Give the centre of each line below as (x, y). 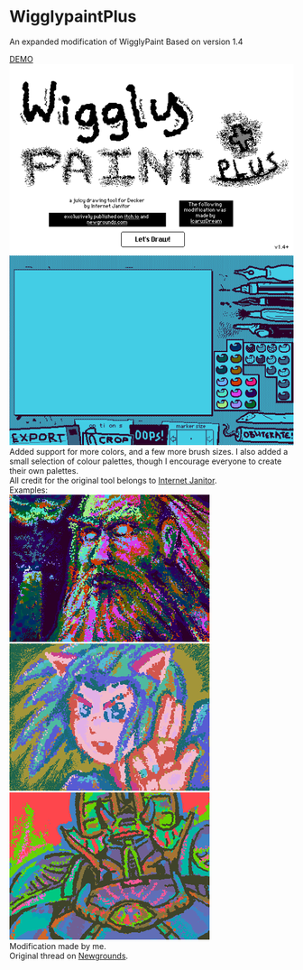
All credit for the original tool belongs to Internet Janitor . (113, 481)
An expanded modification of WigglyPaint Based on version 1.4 (126, 42)
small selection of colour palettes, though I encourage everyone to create (146, 461)
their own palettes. (44, 471)
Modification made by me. (58, 947)
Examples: (28, 490)
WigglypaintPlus (73, 17)
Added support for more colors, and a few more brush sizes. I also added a (149, 452)
